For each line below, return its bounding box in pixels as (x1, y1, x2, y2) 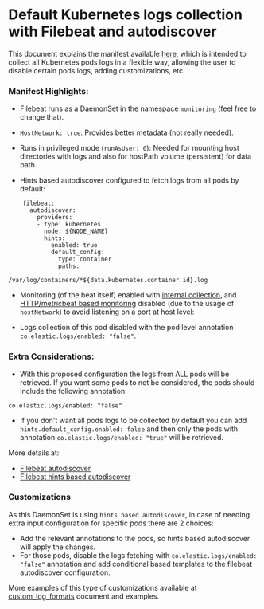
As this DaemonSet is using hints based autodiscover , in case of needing (8, 509, 250, 519)
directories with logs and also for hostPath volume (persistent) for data (19, 151, 252, 161)
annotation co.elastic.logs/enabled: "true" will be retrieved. (19, 432, 224, 442)
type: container (58, 255, 112, 264)
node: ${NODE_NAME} (43, 227, 109, 236)
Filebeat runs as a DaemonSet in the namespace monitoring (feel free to (19, 104, 257, 113)
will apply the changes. (19, 542, 96, 552)
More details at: (8, 448, 60, 458)
